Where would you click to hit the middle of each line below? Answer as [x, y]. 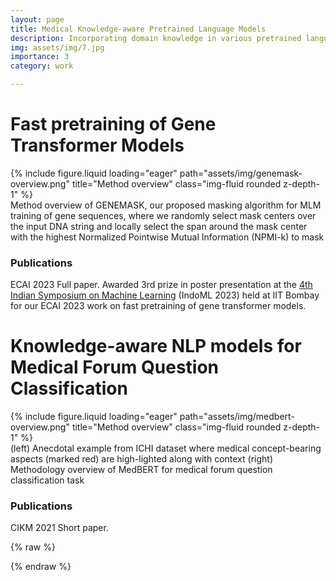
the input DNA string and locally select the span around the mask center [159, 226]
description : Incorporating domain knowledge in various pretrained [156, 38]
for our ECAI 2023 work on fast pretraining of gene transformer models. [158, 306]
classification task [47, 480]
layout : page [37, 19]
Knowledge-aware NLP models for [156, 346]
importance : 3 [40, 57]
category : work [42, 66]
